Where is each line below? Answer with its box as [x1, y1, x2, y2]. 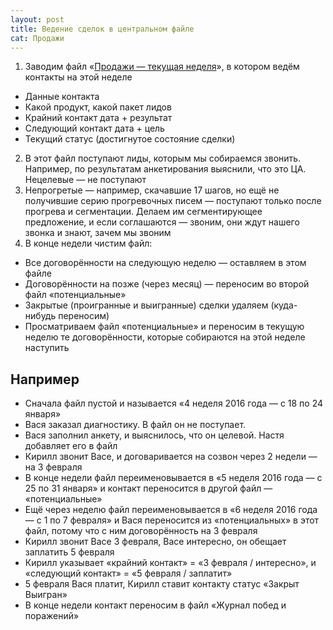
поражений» [24, 610, 80, 622]
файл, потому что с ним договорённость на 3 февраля [24, 525, 258, 537]
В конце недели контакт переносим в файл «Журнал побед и [24, 599, 287, 611]
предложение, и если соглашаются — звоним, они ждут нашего [24, 216, 300, 228]
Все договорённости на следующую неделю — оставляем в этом [24, 257, 307, 269]
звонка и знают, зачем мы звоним [24, 227, 172, 239]
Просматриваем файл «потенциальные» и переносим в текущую [24, 321, 305, 333]
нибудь [24, 310, 57, 322]
